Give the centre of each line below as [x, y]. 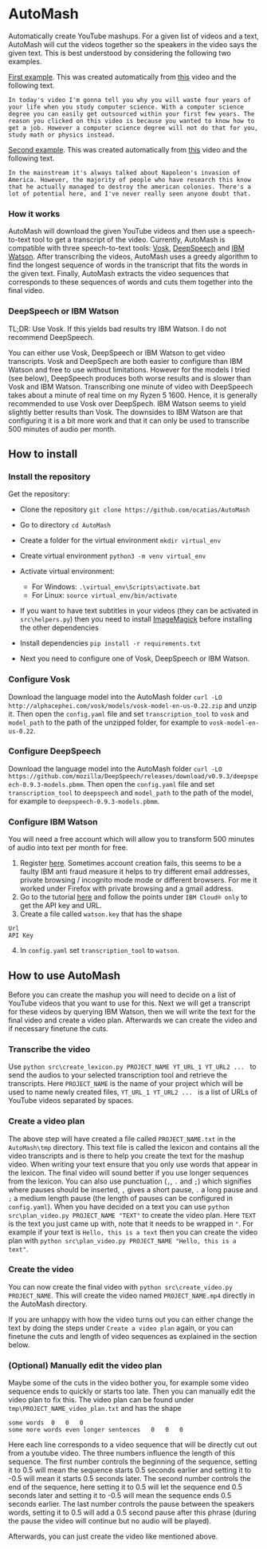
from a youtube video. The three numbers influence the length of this [122, 1453]
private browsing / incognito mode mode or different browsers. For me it [138, 880]
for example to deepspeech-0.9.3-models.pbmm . [84, 801]
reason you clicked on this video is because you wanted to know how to [132, 121]
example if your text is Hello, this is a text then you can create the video [133, 1232]
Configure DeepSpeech [55, 751]
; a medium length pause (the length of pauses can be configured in [121, 1198]
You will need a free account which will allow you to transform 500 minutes [132, 840]
